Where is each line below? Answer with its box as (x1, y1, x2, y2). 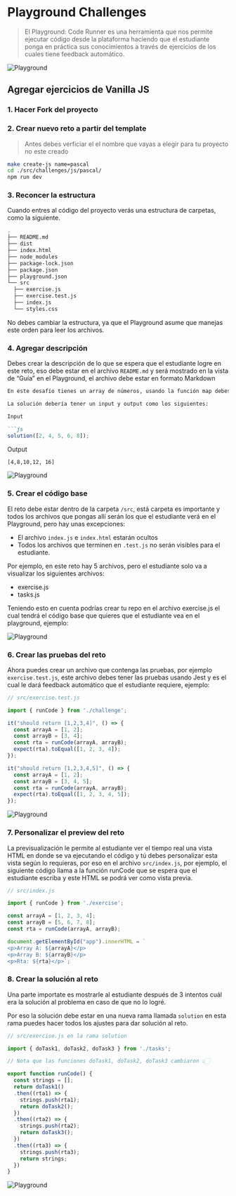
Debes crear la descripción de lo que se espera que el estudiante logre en (7, 359, 222, 368)
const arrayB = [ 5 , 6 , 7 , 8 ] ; (7, 919, 96, 926)
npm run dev (7, 173, 42, 181)
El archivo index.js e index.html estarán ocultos (17, 533, 158, 541)
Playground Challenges (7, 4, 147, 20)
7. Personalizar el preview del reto (7, 828, 125, 837)
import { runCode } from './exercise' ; (7, 900, 124, 907)
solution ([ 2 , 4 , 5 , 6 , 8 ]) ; (7, 432, 90, 439)
